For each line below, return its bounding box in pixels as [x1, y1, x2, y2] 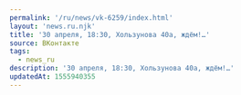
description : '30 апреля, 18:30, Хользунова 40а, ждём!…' [9, 64, 235, 73]
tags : [9, 47, 30, 56]
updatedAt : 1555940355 [9, 72, 96, 81]
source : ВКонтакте [9, 38, 79, 48]
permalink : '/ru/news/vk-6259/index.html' [9, 13, 173, 23]
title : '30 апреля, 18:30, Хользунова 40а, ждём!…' [9, 30, 210, 39]
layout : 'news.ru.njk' [9, 22, 96, 31]
